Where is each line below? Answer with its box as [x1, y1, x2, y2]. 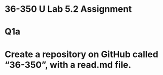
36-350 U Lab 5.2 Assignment [4, 3, 132, 15]
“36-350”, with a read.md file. [4, 59, 132, 70]
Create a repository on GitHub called [4, 48, 159, 60]
